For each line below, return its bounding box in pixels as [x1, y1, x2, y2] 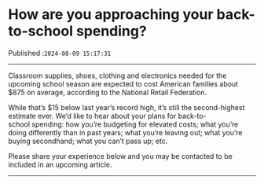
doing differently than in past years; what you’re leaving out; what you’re [8, 127, 243, 137]
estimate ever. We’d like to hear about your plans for [8, 111, 177, 120]
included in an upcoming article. [8, 160, 112, 169]
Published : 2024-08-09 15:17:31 [8, 48, 112, 57]
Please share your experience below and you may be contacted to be [8, 151, 233, 160]
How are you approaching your [8, 6, 214, 24]
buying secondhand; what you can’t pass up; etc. [8, 136, 168, 145]
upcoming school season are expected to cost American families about [8, 79, 238, 88]
